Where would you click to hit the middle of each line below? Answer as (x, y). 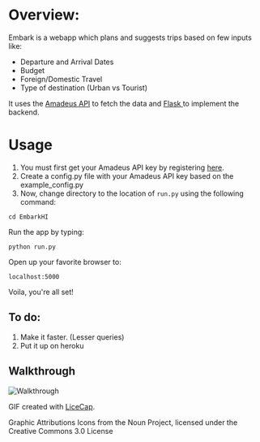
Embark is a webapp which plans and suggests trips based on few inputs (130, 37)
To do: (25, 317)
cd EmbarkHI (28, 217)
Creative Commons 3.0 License (61, 431)
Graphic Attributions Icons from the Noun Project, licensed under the (123, 422)
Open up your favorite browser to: (65, 262)
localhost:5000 (34, 277)
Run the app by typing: (47, 232)
